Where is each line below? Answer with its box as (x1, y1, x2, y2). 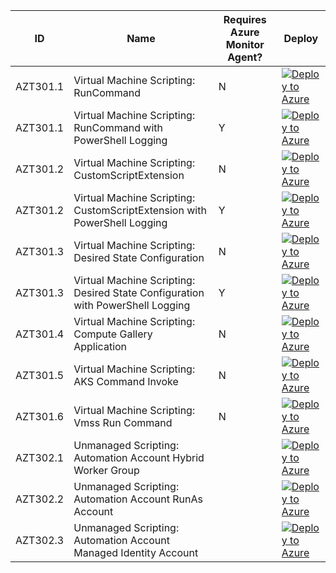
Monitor (225, 38, 265, 51)
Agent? (227, 50, 263, 64)
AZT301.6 (15, 410, 65, 423)
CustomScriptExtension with (73, 204, 207, 217)
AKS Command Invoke (73, 375, 179, 388)
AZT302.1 (15, 451, 65, 464)
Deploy (283, 32, 319, 45)
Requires (223, 13, 267, 26)
